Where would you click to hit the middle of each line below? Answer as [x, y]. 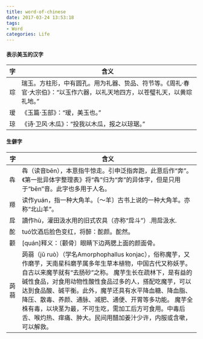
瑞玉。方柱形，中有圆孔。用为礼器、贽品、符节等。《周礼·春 [105, 83]
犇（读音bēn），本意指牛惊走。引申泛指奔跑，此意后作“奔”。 [107, 171]
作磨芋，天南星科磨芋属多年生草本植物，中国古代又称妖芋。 [107, 263]
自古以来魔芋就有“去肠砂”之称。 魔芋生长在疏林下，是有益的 [107, 272]
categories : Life [28, 34]
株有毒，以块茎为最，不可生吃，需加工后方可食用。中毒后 [104, 308]
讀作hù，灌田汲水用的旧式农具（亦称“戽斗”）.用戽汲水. [99, 220]
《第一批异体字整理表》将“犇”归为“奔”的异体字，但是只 [98, 180]
